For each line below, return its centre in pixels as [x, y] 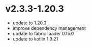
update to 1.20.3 [29, 23]
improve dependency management [49, 28]
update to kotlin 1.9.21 [35, 39]
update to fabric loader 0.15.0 [43, 33]
